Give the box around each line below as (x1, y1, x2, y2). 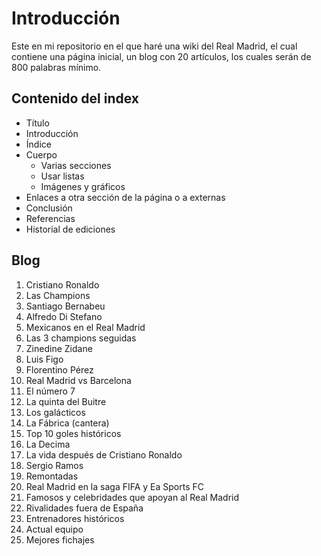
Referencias (25, 212, 76, 224)
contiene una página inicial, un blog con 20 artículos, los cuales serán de (11, 50, 312, 62)
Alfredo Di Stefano (25, 310, 103, 322)
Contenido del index (11, 90, 140, 107)
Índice (25, 138, 52, 150)
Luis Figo (25, 353, 64, 365)
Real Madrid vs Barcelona (25, 374, 132, 386)
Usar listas (40, 170, 85, 182)
